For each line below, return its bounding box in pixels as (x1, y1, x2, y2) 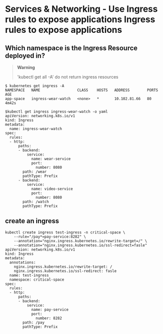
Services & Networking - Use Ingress (5, 3, 158, 15)
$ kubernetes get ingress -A (5, 83, 64, 88)
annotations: (9, 260, 36, 265)
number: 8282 (36, 315, 62, 321)
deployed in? (5, 51, 45, 60)
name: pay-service (31, 307, 69, 312)
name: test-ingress (9, 273, 49, 278)
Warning (17, 65, 35, 70)
